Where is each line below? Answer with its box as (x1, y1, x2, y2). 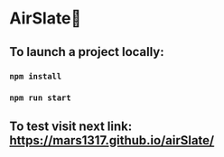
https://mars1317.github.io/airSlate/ (9, 133, 215, 148)
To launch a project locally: (9, 44, 164, 60)
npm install (9, 71, 62, 81)
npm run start (9, 93, 71, 103)
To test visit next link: (9, 118, 133, 134)
